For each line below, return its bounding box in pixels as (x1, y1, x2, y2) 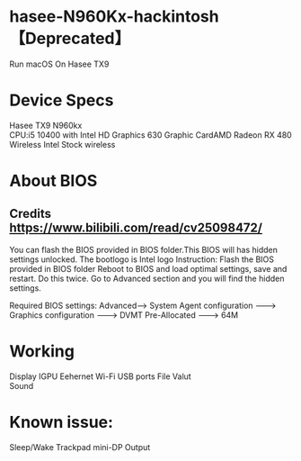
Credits (9, 206, 52, 221)
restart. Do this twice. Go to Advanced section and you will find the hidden (9, 273, 285, 284)
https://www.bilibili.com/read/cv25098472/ (9, 221, 263, 236)
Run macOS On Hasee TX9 (9, 59, 110, 69)
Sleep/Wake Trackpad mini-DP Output (9, 441, 151, 452)
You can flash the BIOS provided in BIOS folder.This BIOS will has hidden (9, 244, 279, 255)
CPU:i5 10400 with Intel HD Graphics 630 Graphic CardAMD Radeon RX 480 (9, 129, 292, 140)
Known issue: (9, 412, 114, 432)
